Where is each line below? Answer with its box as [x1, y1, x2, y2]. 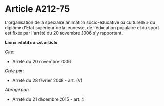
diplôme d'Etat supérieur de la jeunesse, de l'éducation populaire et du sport [5, 24, 159, 30]
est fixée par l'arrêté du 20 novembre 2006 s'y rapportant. [5, 30, 123, 36]
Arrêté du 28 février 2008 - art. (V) [12, 77, 82, 83]
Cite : [5, 49, 15, 55]
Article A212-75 [5, 3, 70, 15]
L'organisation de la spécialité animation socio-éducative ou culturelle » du [5, 20, 155, 25]
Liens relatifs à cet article [5, 39, 58, 45]
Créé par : [5, 67, 24, 74]
